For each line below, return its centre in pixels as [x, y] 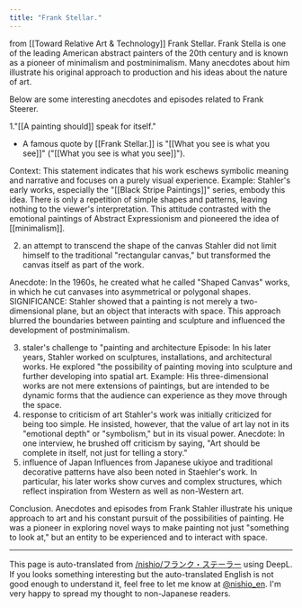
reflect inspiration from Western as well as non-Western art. [133, 491]
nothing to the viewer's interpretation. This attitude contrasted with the [140, 209]
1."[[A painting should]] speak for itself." [83, 126]
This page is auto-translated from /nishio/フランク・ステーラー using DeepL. [151, 564]
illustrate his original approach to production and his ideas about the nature [148, 72]
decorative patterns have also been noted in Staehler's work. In [140, 472]
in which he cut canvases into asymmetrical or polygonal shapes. [130, 291]
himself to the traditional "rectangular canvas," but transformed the [147, 255]
